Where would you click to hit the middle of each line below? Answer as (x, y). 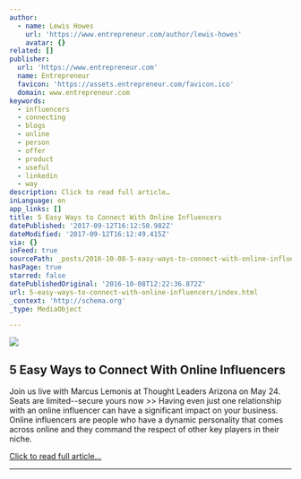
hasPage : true (36, 268)
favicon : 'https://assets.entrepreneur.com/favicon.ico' (126, 84)
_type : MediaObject (46, 309)
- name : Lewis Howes (56, 26)
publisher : (30, 59)
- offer (32, 150)
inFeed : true (34, 251)
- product (35, 159)
